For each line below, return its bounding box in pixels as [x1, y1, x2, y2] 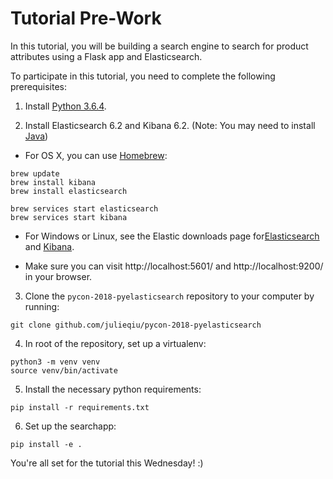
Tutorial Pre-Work [10, 7, 162, 30]
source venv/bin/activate [10, 365, 118, 376]
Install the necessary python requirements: [24, 383, 202, 395]
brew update [10, 168, 60, 179]
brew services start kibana [10, 212, 128, 222]
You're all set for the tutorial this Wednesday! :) [10, 457, 204, 469]
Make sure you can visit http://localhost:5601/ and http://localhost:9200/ [24, 260, 324, 272]
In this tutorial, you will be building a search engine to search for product [10, 40, 309, 52]
